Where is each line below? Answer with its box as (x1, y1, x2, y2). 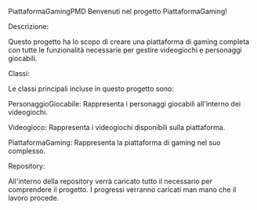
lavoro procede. (8, 194, 60, 202)
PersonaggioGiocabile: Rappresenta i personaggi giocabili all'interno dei (8, 100, 241, 108)
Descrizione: (8, 22, 49, 31)
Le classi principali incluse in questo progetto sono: (8, 84, 174, 93)
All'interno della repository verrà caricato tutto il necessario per (8, 176, 213, 186)
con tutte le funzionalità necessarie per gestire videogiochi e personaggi (8, 45, 242, 54)
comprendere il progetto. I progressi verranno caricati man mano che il (8, 185, 237, 194)
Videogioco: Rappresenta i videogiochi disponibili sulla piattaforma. (8, 123, 226, 132)
